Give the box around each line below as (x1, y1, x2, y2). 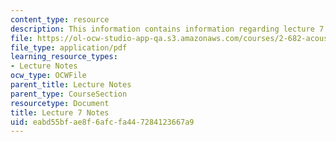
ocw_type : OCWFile (10, 71, 87, 81)
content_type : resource (10, 14, 110, 25)
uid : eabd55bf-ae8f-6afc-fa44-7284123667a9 (10, 117, 195, 127)
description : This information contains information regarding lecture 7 (10, 24, 325, 34)
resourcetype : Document (10, 98, 110, 108)
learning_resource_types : (10, 52, 118, 62)
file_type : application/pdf (10, 42, 128, 53)
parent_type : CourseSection (10, 89, 128, 99)
